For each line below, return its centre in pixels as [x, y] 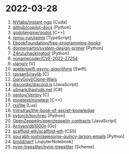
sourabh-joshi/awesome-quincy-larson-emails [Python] [68, 136]
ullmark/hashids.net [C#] [37, 89]
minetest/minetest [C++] [37, 100]
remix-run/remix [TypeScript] [42, 38]
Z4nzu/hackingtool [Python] [41, 53]
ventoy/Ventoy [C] [31, 95]
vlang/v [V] [24, 64]
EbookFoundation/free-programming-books [57, 43]
